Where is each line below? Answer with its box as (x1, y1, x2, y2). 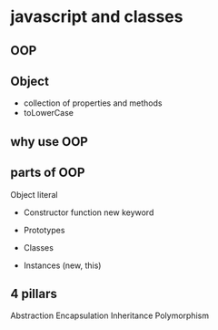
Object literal (10, 189, 58, 200)
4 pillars (10, 285, 57, 302)
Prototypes (23, 224, 65, 235)
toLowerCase (23, 108, 74, 119)
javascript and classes (10, 6, 183, 27)
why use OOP (10, 134, 89, 150)
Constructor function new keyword (23, 207, 154, 218)
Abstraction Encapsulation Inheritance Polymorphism (10, 310, 210, 321)
